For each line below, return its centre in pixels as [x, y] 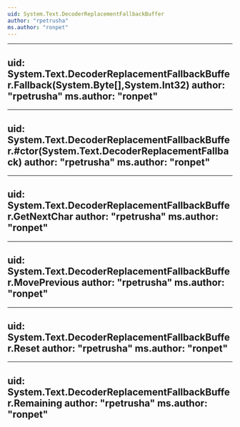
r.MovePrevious [44, 283]
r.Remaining [35, 403]
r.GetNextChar [40, 217]
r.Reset [24, 349]
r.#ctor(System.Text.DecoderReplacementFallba [118, 151]
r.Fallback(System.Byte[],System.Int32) [99, 85]
